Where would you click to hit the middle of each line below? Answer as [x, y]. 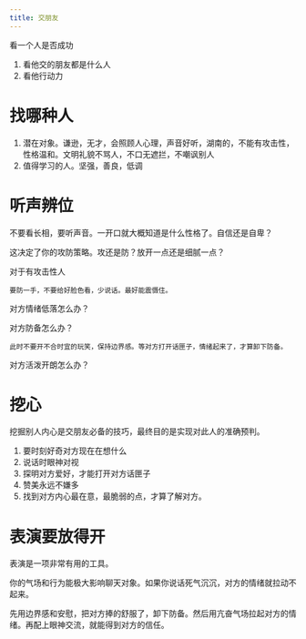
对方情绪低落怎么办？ [49, 308]
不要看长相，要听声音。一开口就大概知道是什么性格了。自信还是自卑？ [141, 232]
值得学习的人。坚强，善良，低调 [82, 166]
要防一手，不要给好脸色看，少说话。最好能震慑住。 [91, 290]
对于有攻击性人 [37, 271]
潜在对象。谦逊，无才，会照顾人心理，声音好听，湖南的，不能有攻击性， [158, 143]
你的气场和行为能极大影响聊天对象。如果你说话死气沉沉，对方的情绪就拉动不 [153, 583]
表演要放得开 [58, 537]
